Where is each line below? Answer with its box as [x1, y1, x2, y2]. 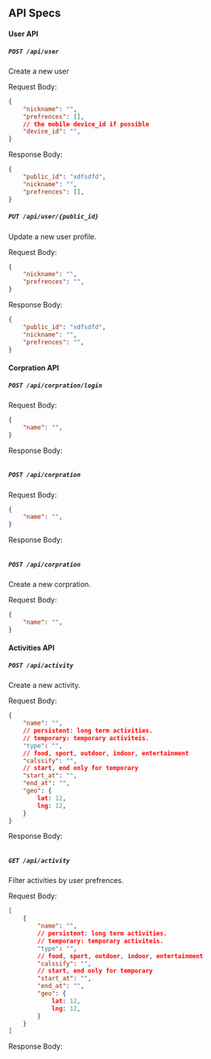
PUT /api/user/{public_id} [8, 213, 99, 221]
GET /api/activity [8, 857, 70, 865]
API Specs [8, 6, 61, 20]
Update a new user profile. [8, 232, 97, 241]
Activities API [8, 643, 55, 653]
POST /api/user [8, 48, 60, 56]
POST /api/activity [8, 661, 74, 669]
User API [8, 28, 39, 39]
